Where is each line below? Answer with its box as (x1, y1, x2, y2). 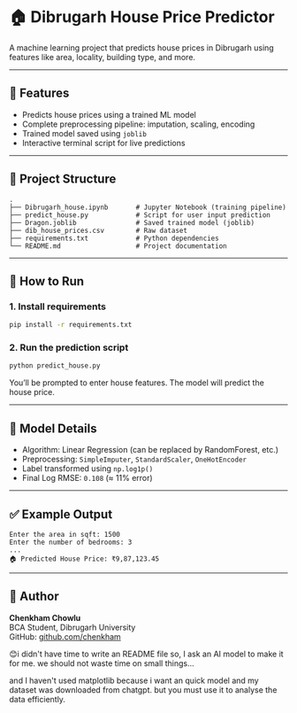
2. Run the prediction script (9, 342, 129, 354)
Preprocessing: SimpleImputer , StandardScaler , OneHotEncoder (21, 453, 247, 465)
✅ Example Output (9, 507, 113, 522)
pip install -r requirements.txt (9, 321, 133, 329)
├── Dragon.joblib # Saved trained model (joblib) (9, 218, 255, 227)
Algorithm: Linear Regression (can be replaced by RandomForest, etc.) (21, 445, 279, 455)
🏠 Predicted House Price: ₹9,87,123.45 (9, 554, 160, 563)
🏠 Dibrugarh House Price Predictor (9, 7, 276, 27)
